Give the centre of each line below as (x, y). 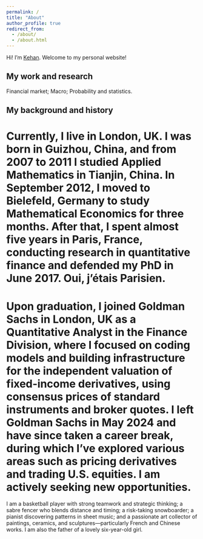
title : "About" (25, 18)
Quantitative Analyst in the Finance (97, 332)
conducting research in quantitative (98, 252)
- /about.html (29, 40)
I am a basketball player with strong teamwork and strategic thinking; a (95, 504)
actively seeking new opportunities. (99, 487)
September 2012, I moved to (78, 188)
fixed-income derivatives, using (88, 384)
